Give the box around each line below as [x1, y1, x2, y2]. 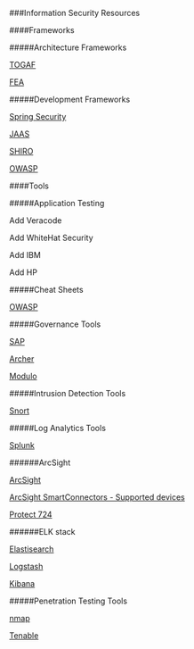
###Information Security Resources [9, 8, 141, 18]
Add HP [9, 267, 38, 278]
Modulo [9, 370, 37, 381]
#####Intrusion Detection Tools [9, 388, 126, 398]
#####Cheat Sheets [9, 285, 84, 295]
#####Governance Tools [9, 319, 101, 329]
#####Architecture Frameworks [9, 42, 127, 53]
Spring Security [9, 112, 67, 121]
